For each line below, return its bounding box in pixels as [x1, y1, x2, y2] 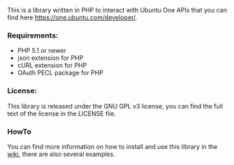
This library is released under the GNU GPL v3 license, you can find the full [7, 102, 224, 110]
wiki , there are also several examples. [7, 150, 115, 158]
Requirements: [7, 31, 59, 40]
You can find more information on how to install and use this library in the [7, 142, 218, 150]
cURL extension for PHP [17, 61, 87, 70]
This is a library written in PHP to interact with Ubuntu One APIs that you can [7, 6, 227, 14]
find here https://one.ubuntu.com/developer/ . [7, 13, 138, 22]
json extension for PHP [17, 54, 84, 62]
